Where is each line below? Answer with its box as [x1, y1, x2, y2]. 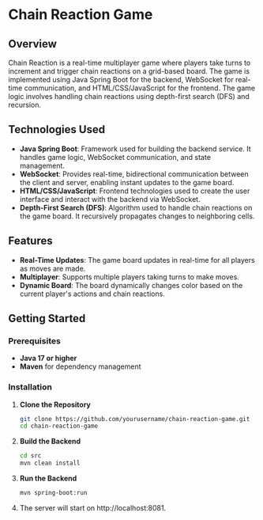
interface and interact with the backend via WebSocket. [19, 194, 201, 203]
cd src [19, 452, 42, 460]
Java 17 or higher [19, 354, 77, 363]
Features [8, 234, 53, 248]
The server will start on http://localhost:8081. [19, 503, 167, 512]
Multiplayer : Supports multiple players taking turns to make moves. [19, 271, 239, 282]
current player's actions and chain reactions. [19, 289, 166, 298]
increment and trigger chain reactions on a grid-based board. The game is [8, 66, 250, 76]
